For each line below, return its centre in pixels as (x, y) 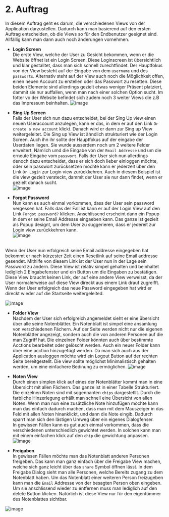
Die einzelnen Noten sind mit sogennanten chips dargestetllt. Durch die (87, 392)
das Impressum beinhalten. (41, 103)
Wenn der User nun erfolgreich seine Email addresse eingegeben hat (77, 250)
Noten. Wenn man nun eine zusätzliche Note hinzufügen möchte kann (85, 403)
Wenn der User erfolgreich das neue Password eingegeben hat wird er (79, 288)
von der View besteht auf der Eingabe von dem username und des (80, 70)
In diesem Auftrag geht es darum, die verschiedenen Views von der (75, 23)
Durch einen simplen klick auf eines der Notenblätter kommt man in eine (88, 382)
